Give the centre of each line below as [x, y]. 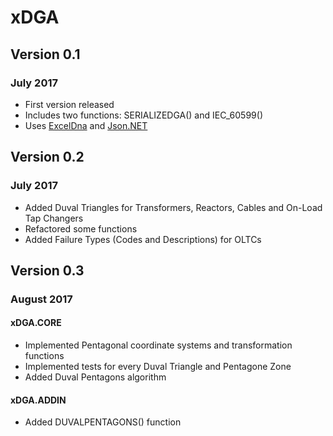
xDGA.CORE [36, 323]
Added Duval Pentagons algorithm [95, 377]
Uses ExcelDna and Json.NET [86, 125]
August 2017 [41, 299]
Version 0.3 [47, 270]
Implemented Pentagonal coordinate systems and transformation [158, 345]
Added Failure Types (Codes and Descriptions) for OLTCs [143, 239]
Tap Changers [54, 218]
